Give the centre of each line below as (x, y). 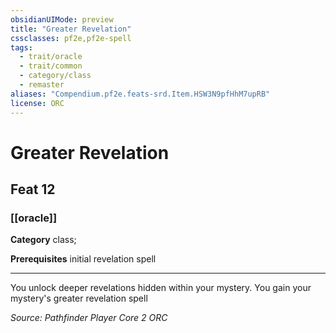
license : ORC (37, 103)
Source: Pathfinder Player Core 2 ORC (89, 318)
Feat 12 (33, 189)
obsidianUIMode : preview (62, 19)
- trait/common (51, 66)
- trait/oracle (51, 57)
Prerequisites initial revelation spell (83, 259)
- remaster (42, 85)
